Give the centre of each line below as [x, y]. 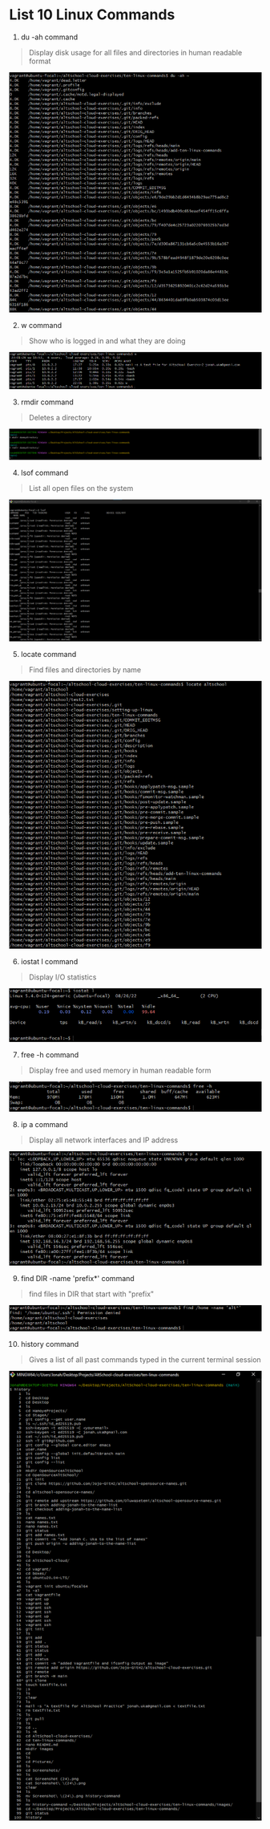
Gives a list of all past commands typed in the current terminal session [145, 1359]
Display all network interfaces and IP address [103, 1140]
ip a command [44, 1124]
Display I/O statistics [62, 977]
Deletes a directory [60, 417]
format [40, 61]
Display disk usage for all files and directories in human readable [135, 52]
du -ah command [49, 37]
